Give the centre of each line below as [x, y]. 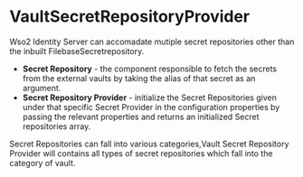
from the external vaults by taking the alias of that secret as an [139, 78]
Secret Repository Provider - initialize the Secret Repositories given [150, 98]
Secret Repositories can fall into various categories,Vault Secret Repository [149, 144]
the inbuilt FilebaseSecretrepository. [77, 51]
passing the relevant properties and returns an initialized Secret [141, 116]
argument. [42, 88]
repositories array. [57, 126]
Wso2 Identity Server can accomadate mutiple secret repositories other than [152, 42]
